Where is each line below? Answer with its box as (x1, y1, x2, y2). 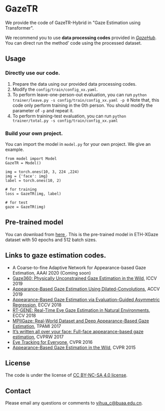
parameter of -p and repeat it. (12, 107, 74, 113)
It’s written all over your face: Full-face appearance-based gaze (12, 328, 144, 334)
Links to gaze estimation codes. (5, 251, 106, 260)
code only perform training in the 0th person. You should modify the (12, 102, 153, 108)
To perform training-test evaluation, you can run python (12, 113, 126, 119)
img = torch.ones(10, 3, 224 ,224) (5, 169, 79, 174)
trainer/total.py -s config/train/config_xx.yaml (12, 118, 118, 123)
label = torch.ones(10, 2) (5, 178, 61, 183)
